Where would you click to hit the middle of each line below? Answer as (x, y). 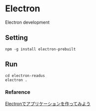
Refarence (18, 92)
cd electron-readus (25, 75)
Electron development (28, 22)
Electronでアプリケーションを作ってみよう (48, 104)
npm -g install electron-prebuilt (41, 49)
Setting (16, 38)
